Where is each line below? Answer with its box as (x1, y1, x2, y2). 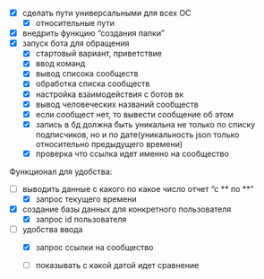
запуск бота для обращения (21, 38, 130, 48)
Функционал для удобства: (9, 166, 113, 177)
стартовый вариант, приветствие (35, 48, 163, 59)
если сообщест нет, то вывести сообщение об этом (35, 109, 234, 119)
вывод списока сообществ (35, 68, 139, 79)
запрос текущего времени (35, 193, 137, 205)
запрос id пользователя (35, 214, 127, 224)
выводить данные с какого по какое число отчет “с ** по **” (21, 183, 254, 194)
